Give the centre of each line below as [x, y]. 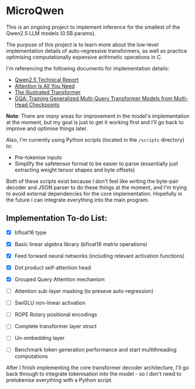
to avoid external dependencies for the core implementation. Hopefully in [94, 193]
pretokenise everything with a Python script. [59, 380]
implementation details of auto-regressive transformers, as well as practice [97, 50]
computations [31, 356]
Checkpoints [44, 104]
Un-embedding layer [40, 338]
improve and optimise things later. [47, 128]
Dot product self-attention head [53, 267]
